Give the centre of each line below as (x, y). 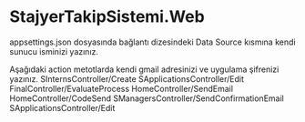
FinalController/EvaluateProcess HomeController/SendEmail (122, 88)
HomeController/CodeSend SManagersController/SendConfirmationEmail (147, 98)
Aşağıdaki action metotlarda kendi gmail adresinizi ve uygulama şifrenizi (144, 69)
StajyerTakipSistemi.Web (107, 17)
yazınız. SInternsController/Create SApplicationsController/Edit (127, 78)
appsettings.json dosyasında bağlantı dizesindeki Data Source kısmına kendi (152, 42)
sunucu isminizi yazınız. (54, 51)
